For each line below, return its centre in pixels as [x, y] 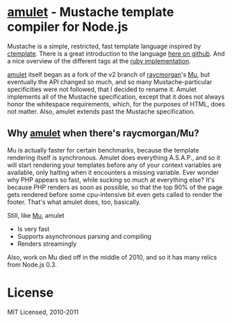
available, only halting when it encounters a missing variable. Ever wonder [113, 172]
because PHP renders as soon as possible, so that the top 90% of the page [115, 187]
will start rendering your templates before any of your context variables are [115, 165]
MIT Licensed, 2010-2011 [43, 312]
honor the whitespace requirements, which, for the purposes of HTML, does [116, 104]
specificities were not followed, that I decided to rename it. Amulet [102, 89]
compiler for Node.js [68, 27]
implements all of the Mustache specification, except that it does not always [116, 96]
